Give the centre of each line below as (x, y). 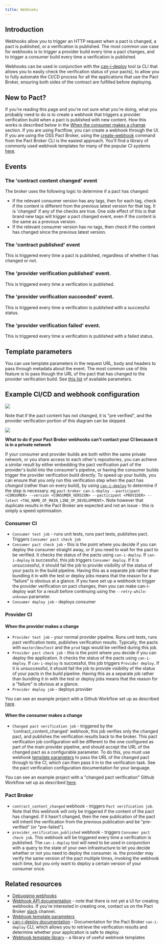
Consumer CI (21, 523)
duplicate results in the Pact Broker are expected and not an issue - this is (80, 505)
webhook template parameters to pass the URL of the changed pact (81, 757)
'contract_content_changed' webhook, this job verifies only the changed (85, 731)
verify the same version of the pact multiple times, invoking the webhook (85, 858)
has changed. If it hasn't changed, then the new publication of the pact (84, 816)
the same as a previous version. (44, 221)
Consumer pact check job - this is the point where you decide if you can (84, 544)
